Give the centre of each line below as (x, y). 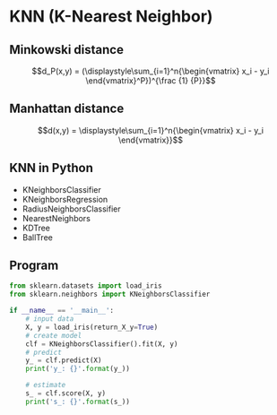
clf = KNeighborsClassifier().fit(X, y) (102, 344)
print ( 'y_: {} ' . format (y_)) (78, 369)
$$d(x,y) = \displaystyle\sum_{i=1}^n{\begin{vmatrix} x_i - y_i (151, 130)
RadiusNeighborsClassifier (71, 209)
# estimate (46, 385)
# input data (50, 319)
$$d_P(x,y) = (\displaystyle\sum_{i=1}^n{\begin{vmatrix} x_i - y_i (151, 71)
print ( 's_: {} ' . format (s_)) (78, 402)
